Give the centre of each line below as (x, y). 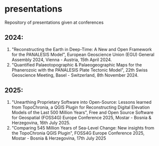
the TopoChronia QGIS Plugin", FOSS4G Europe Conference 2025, (78, 133)
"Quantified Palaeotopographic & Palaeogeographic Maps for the (77, 65)
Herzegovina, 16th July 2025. (41, 123)
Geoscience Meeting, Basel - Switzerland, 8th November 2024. (75, 75)
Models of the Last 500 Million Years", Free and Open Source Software (82, 112)
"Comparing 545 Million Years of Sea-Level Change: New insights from (83, 128)
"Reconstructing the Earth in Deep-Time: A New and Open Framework (82, 49)
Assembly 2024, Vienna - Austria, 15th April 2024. (62, 60)
